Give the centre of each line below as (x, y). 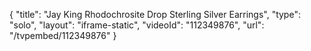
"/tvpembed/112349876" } (63, 35)
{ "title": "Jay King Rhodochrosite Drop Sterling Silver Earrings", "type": (155, 14)
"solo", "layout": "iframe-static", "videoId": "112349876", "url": (137, 25)
